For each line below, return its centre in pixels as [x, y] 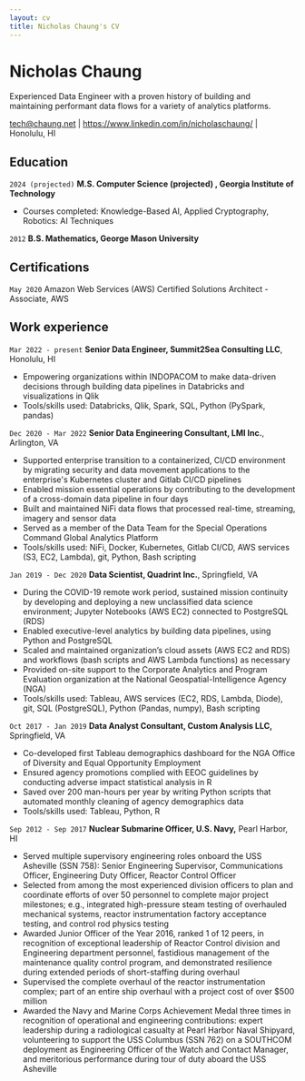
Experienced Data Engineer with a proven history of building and [130, 96]
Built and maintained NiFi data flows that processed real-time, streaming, [159, 508]
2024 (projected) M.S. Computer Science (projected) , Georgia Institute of [152, 184]
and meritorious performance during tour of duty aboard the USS [144, 1059]
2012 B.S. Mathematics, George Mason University [104, 238]
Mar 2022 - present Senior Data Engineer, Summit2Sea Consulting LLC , [146, 349]
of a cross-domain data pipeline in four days [105, 499]
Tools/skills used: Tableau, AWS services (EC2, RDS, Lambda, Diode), [152, 698]
